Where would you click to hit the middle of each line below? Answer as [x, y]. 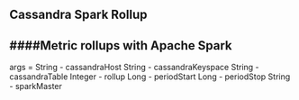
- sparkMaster [36, 86]
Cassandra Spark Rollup [78, 15]
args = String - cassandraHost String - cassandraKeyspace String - [134, 68]
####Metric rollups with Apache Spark [121, 45]
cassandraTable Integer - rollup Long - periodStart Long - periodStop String [150, 77]
